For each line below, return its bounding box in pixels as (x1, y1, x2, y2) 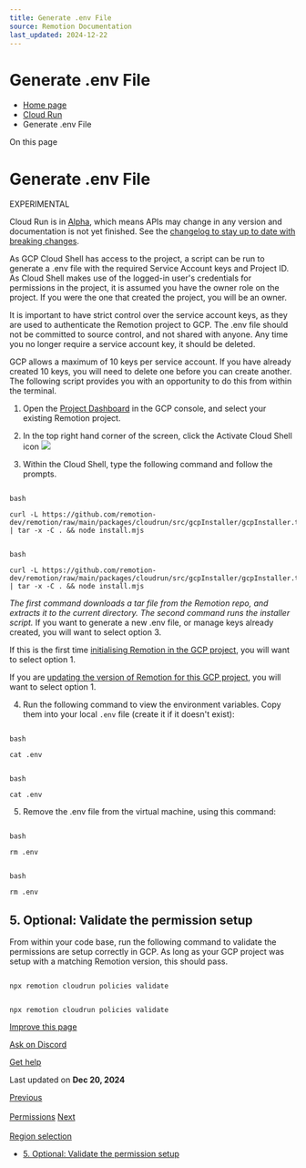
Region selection (9, 1131, 73, 1142)
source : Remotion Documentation (9, 22, 132, 31)
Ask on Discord (9, 1040, 67, 1050)
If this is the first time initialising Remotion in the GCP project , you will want (9, 644, 290, 656)
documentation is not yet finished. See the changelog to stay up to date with (9, 226, 296, 237)
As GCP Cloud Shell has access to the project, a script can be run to (9, 253, 266, 264)
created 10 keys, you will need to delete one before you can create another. (9, 366, 292, 377)
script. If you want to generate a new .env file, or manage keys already (9, 617, 274, 629)
